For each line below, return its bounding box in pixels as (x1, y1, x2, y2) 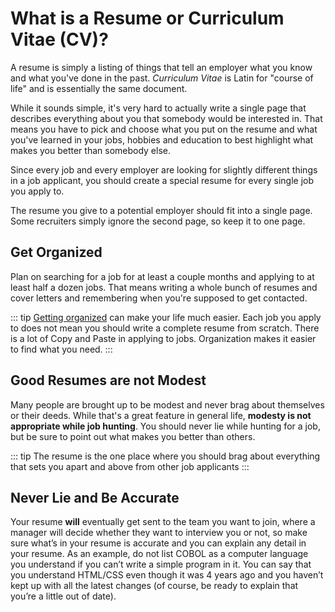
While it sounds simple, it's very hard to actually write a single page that (10, 102, 307, 114)
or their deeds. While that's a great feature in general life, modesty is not (10, 409, 312, 421)
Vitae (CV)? (10, 28, 109, 51)
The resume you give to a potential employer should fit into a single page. (10, 204, 313, 216)
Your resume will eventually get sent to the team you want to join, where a (10, 516, 316, 528)
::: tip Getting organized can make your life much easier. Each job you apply (10, 311, 322, 323)
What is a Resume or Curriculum (10, 7, 285, 30)
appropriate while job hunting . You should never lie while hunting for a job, (10, 420, 321, 432)
